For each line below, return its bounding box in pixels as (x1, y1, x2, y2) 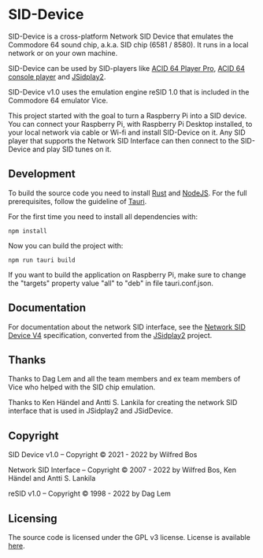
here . (8, 541, 25, 550)
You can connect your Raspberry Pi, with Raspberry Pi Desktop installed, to (8, 119, 253, 128)
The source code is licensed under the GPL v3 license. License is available (8, 533, 250, 541)
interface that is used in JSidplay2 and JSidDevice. (8, 406, 173, 415)
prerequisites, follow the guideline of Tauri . (8, 196, 147, 206)
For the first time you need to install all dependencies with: (8, 211, 198, 221)
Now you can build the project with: (8, 240, 124, 250)
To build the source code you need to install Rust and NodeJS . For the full (8, 188, 248, 198)
